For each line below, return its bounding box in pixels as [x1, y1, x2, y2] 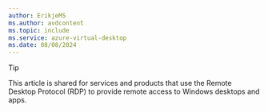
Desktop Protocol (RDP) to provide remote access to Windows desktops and [8, 87, 260, 96]
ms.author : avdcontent [8, 19, 84, 27]
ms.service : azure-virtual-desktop [8, 33, 127, 42]
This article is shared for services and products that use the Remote [8, 79, 232, 88]
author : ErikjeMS [8, 11, 66, 20]
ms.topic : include [8, 26, 70, 34]
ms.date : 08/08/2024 [8, 41, 78, 49]
